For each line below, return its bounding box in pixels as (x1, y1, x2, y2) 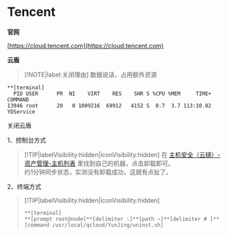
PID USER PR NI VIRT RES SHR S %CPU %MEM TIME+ (13, 90, 212, 97)
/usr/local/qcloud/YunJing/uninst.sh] (52, 221, 164, 228)
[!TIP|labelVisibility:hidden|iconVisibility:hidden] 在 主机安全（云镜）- (23, 150, 221, 159)
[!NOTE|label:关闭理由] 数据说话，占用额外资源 (23, 70, 158, 79)
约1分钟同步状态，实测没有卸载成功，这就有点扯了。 (23, 167, 173, 176)
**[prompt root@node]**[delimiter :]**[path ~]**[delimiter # (23, 215, 207, 223)
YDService (7, 108, 36, 115)
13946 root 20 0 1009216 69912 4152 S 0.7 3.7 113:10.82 (7, 102, 212, 109)
